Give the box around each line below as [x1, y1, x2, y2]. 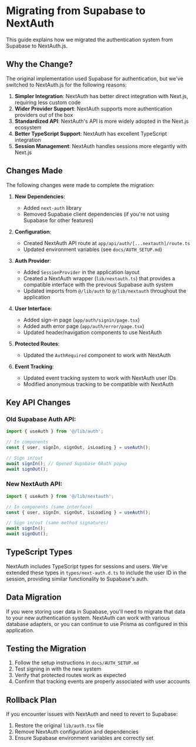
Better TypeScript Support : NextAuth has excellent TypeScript [14, 130, 167, 137]
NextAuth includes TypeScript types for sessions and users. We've [6, 562, 168, 570]
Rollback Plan [6, 695, 57, 705]
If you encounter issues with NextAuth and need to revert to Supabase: [6, 711, 178, 718]
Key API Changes [6, 397, 71, 407]
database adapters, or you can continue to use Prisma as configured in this [6, 620, 188, 627]
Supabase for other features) [23, 216, 94, 224]
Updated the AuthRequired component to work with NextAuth [23, 351, 171, 359]
